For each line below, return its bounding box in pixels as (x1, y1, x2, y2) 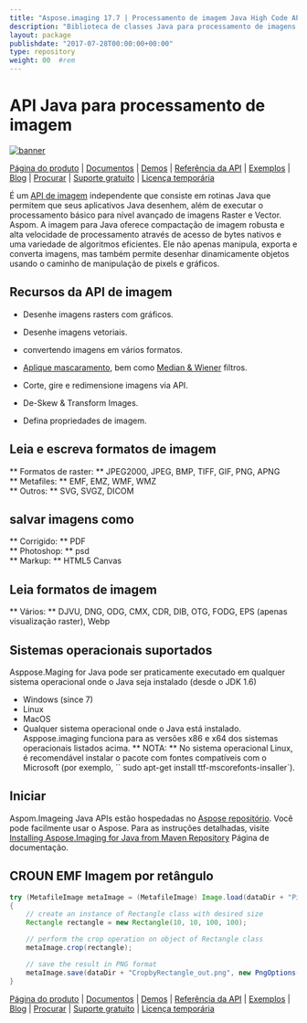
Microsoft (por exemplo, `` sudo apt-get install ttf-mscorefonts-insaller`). (22, 762, 295, 773)
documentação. (9, 842, 69, 853)
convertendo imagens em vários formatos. (22, 344, 183, 355)
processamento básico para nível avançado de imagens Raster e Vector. (9, 209, 281, 220)
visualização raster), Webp (9, 616, 111, 627)
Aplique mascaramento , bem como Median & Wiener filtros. (22, 362, 249, 373)
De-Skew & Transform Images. (22, 397, 139, 408)
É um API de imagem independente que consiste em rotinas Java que (9, 189, 271, 201)
